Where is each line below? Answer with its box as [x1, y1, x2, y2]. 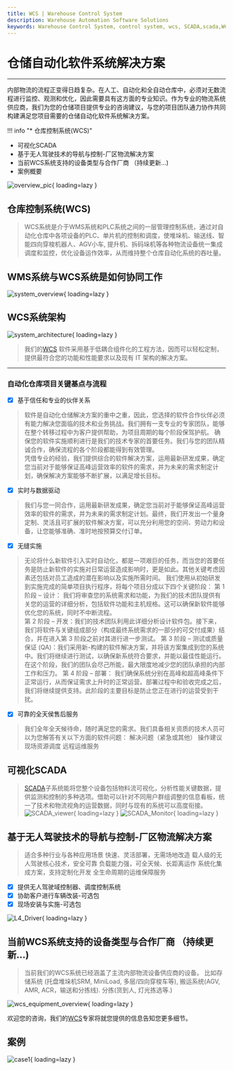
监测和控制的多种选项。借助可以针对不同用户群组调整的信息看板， [30, 793, 219, 801]
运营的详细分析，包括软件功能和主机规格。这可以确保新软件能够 [42, 600, 225, 608]
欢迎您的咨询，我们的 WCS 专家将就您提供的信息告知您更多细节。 [7, 1014, 192, 1022]
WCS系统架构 [7, 311, 66, 323]
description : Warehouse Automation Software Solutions [7, 17, 169, 24]
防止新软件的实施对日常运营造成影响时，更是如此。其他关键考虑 [36, 565, 219, 573]
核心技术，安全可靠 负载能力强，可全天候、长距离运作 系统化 [42, 859, 216, 868]
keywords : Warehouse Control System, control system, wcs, [7, 23, 182, 30]
